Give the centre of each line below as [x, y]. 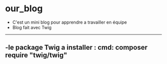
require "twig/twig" [36, 55]
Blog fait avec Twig [32, 27]
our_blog [24, 9]
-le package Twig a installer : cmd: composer [76, 48]
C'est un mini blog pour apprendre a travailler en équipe [70, 22]
